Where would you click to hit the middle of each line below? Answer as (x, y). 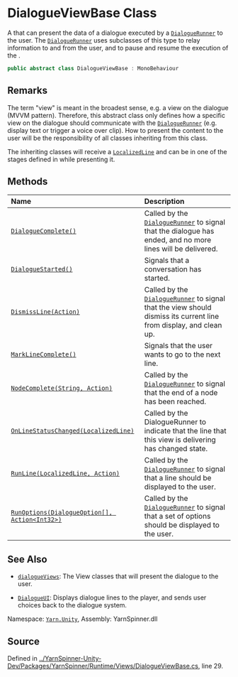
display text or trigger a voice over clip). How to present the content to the (115, 130)
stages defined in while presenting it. (61, 159)
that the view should (178, 308)
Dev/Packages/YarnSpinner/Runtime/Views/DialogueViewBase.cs (103, 666)
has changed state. (176, 449)
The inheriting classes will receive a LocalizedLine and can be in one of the (117, 151)
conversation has (173, 269)
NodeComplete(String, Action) (62, 388)
